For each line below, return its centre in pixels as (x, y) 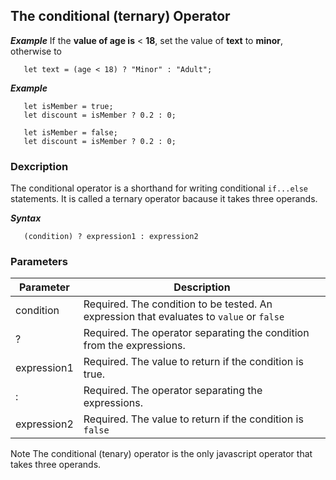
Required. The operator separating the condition (196, 333)
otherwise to (36, 51)
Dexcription (39, 166)
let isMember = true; (68, 106)
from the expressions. (134, 346)
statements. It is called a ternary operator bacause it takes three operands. (164, 199)
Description (202, 287)
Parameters (39, 262)
